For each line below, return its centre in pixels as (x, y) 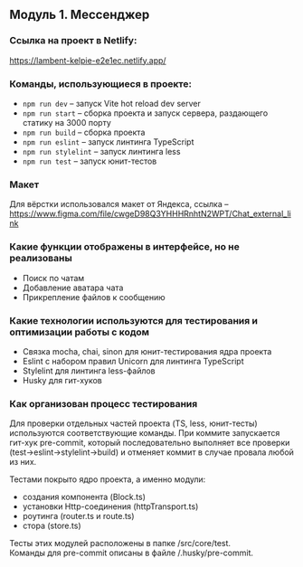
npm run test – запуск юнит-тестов (90, 161)
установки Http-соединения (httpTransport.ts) (110, 506)
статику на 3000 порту (66, 122)
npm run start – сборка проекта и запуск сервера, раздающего (145, 113)
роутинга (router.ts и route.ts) (78, 516)
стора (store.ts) (52, 526)
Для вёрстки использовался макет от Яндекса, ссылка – (119, 204)
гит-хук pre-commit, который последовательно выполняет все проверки (150, 443)
